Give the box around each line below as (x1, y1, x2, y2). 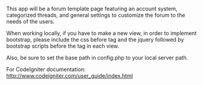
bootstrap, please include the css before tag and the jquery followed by (6, 36, 184, 43)
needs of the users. (6, 18, 55, 25)
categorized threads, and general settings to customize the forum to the (6, 11, 185, 19)
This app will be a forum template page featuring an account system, (6, 5, 178, 12)
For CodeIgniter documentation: (6, 66, 86, 73)
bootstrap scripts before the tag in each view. (6, 42, 120, 49)
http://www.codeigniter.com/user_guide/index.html (6, 72, 133, 79)
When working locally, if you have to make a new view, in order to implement (6, 30, 197, 37)
